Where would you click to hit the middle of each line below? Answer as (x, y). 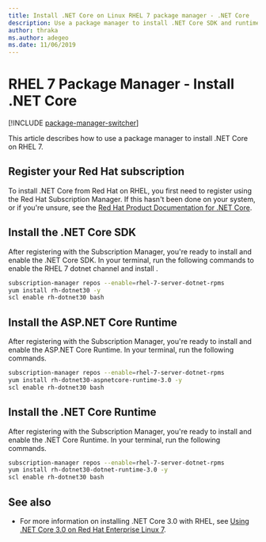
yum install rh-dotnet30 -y (55, 290)
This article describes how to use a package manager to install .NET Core (128, 139)
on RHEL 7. (26, 147)
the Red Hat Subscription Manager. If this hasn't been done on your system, (132, 199)
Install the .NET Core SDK (72, 233)
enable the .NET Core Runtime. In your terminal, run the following (114, 440)
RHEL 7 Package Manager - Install (122, 84)
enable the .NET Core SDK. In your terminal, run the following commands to (131, 260)
